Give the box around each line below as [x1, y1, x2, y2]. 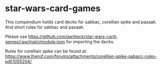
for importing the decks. [66, 38, 115, 44]
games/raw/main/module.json [5, 38, 65, 44]
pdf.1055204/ [5, 58, 32, 64]
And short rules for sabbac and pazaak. [5, 24, 85, 30]
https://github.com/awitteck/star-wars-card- [28, 34, 118, 39]
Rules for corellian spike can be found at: [5, 48, 87, 54]
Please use [5, 34, 27, 39]
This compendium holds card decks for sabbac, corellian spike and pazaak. [5, 19, 157, 25]
